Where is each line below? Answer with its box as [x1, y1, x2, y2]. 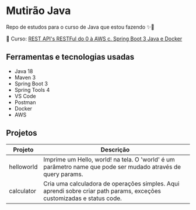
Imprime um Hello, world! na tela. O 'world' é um [43, 155, 175, 163]
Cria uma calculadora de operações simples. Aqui [43, 180, 180, 188]
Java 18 [14, 67, 33, 74]
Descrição [100, 145, 130, 153]
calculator [9, 187, 37, 195]
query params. [43, 170, 83, 178]
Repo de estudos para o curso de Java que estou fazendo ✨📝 [6, 23, 155, 30]
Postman [14, 98, 36, 106]
